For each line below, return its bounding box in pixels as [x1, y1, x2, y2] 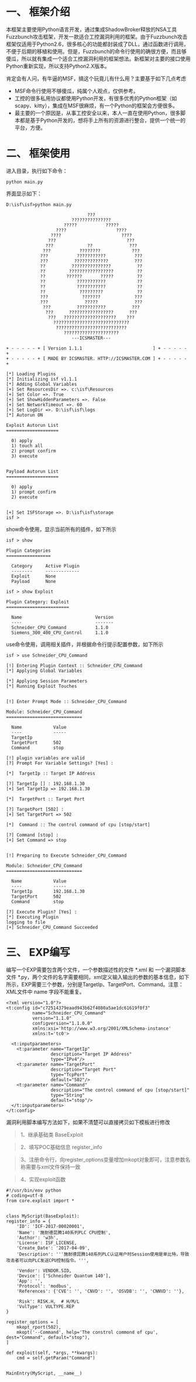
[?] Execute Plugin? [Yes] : [6, 909, 77, 915]
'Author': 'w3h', [16, 1235, 59, 1241]
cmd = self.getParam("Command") [16, 1355, 95, 1361]
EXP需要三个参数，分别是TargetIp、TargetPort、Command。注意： [21, 980, 184, 988]
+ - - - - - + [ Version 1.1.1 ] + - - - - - [6, 345, 187, 351]
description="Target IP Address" [50, 1051, 132, 1057]
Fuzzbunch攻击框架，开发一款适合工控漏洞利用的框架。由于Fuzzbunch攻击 [6, 33, 188, 40]
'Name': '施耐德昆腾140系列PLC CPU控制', [16, 1230, 111, 1235]
